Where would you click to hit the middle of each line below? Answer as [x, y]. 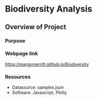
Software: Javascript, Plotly [39, 93]
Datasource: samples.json [38, 87]
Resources [18, 77]
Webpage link [21, 53]
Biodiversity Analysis [49, 9]
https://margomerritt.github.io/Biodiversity [47, 64]
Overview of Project [36, 27]
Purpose [15, 41]
